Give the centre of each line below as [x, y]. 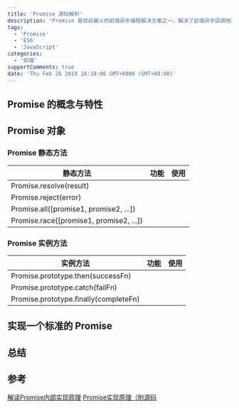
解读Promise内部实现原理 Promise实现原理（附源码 [82, 397]
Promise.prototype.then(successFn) [71, 275]
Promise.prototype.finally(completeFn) [75, 299]
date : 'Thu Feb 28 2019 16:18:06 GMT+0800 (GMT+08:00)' [92, 73]
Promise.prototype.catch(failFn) [64, 287]
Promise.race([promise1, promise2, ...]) [77, 220]
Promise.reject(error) [46, 197]
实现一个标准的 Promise [60, 326]
